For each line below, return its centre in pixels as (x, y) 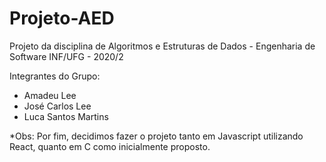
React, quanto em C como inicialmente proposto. (110, 146)
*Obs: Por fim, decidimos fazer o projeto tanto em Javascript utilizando (156, 136)
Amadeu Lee (50, 95)
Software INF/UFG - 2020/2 (66, 56)
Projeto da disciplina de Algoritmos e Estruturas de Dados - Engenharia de (162, 46)
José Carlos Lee (57, 106)
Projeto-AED (62, 18)
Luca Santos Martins (66, 116)
